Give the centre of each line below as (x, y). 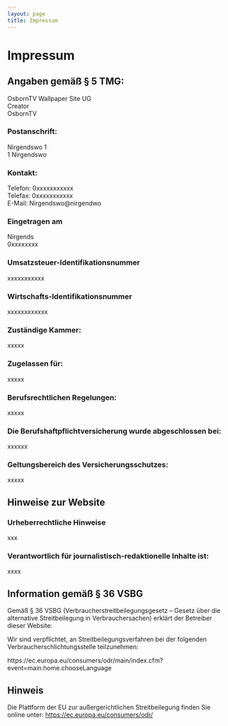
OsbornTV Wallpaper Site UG (49, 98)
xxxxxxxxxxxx (27, 311)
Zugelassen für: (35, 364)
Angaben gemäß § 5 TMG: (66, 82)
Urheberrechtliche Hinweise (57, 522)
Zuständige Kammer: (44, 330)
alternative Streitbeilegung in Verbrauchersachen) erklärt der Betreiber (110, 618)
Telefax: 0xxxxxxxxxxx (40, 196)
